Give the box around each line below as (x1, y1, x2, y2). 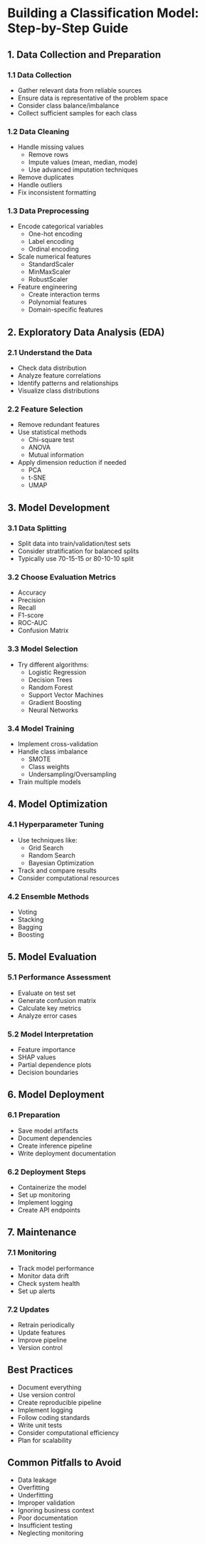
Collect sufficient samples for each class (17, 108, 137, 117)
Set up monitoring (17, 1190, 71, 1199)
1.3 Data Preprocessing (7, 206, 90, 216)
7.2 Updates (7, 1304, 50, 1314)
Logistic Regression (28, 668, 87, 676)
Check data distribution (17, 364, 87, 372)
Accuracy (17, 588, 46, 597)
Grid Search (28, 843, 64, 852)
